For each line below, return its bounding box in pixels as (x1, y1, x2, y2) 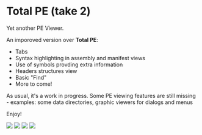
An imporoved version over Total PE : (6, 36, 99, 43)
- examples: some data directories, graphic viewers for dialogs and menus (6, 99, 193, 106)
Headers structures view (15, 67, 78, 74)
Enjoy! (6, 110, 23, 117)
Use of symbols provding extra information (15, 61, 123, 68)
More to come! (15, 80, 52, 88)
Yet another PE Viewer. (6, 24, 64, 32)
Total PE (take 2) (6, 4, 91, 18)
